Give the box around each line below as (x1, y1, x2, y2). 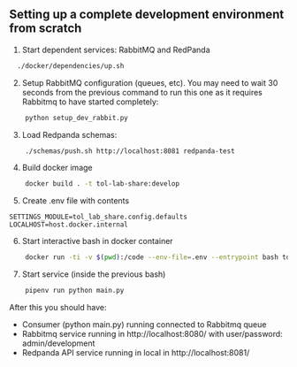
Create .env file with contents (21, 195, 130, 206)
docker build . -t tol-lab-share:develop (25, 180, 179, 188)
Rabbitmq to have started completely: (21, 96, 159, 107)
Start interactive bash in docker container (21, 236, 174, 247)
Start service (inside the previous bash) (21, 269, 166, 279)
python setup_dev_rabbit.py (25, 113, 128, 122)
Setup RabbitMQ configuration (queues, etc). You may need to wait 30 (21, 77, 278, 88)
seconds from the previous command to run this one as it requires (21, 87, 263, 97)
